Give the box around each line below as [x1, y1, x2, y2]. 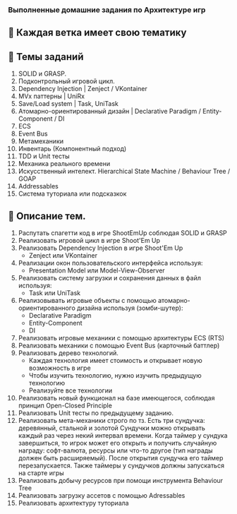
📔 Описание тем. [8, 210, 87, 222]
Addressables [18, 182, 59, 191]
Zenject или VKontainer [28, 251, 98, 259]
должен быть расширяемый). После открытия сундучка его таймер [18, 453, 224, 462]
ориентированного [18, 304, 76, 312]
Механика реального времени [18, 160, 111, 168]
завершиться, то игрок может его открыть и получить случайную [18, 438, 217, 447]
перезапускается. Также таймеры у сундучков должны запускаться [18, 461, 225, 470]
